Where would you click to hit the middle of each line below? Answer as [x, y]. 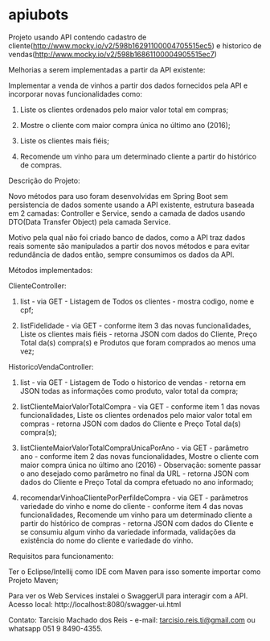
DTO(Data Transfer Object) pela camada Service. [90, 221]
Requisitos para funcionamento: [61, 556]
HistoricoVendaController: [51, 366]
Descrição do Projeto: [44, 180]
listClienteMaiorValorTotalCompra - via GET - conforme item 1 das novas [140, 406]
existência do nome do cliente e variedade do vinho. [106, 540]
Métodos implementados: [51, 270]
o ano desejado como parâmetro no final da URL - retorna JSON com [135, 474]
